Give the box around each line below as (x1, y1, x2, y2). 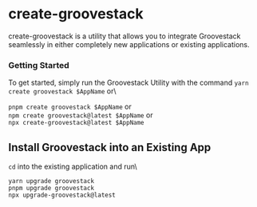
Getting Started (8, 59, 69, 70)
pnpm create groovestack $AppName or (8, 102, 132, 112)
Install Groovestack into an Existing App (8, 141, 212, 154)
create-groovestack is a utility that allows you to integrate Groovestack (8, 31, 241, 41)
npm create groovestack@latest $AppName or (8, 110, 153, 120)
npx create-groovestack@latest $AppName (8, 119, 145, 127)
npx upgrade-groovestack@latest (8, 191, 116, 200)
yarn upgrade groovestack (8, 177, 94, 185)
